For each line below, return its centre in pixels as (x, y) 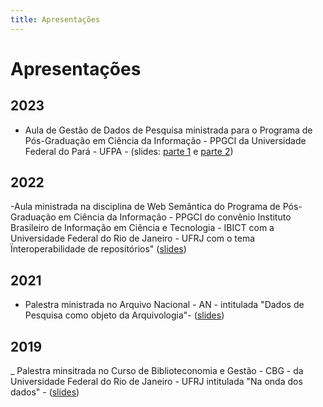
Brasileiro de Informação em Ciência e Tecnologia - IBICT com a (142, 228)
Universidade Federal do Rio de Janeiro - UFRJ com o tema (133, 238)
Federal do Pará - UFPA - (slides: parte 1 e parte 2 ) (129, 151)
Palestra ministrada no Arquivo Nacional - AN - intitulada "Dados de (164, 305)
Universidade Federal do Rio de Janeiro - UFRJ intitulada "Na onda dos (156, 382)
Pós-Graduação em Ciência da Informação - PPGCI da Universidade (165, 140)
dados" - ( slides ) (45, 392)
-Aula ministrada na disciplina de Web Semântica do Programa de (145, 207)
